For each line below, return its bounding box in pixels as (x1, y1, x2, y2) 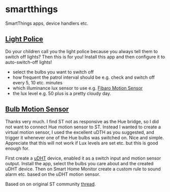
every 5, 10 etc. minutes (12, 79, 62, 85)
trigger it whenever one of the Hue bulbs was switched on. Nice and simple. (5, 134, 164, 140)
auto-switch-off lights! (5, 59, 52, 65)
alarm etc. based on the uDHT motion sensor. (5, 171, 100, 177)
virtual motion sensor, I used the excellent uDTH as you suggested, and (5, 129, 155, 135)
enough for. (5, 145, 29, 151)
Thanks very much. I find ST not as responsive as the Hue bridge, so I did (5, 118, 159, 124)
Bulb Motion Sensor (5, 105, 70, 114)
